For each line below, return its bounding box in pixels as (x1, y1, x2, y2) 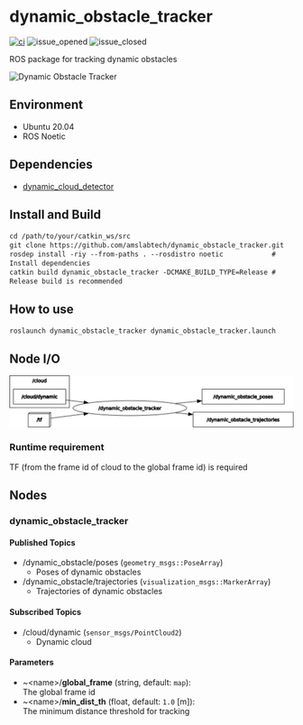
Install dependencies (9, 259, 91, 268)
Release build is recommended (9, 277, 124, 286)
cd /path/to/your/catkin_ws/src (9, 232, 131, 241)
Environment (9, 97, 84, 113)
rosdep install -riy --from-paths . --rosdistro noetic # (9, 250, 277, 259)
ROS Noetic (22, 131, 66, 142)
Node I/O (9, 351, 60, 366)
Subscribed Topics (9, 606, 82, 617)
